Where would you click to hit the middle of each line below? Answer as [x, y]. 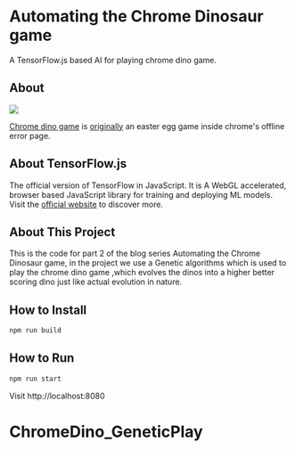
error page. [30, 135]
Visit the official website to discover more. [86, 204]
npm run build [36, 331]
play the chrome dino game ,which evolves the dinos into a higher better [142, 273]
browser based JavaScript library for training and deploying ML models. [141, 194]
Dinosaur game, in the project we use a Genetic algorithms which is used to [148, 263]
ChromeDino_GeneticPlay [106, 432]
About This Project [62, 232]
